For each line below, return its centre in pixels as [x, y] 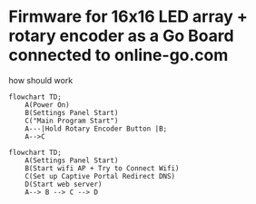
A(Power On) [47, 105]
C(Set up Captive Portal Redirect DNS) [100, 176]
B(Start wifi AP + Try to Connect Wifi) [102, 168]
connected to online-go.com [118, 55]
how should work [41, 80]
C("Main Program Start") [72, 121]
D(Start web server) [64, 184]
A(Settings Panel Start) [72, 160]
